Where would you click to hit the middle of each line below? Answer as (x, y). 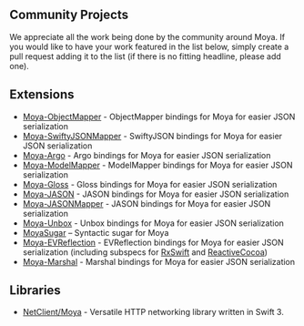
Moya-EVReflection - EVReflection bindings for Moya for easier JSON (153, 242)
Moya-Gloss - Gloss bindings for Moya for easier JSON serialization (150, 184)
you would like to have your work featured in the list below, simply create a (149, 46)
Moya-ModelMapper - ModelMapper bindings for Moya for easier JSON (157, 165)
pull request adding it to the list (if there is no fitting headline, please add (146, 56)
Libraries (35, 290)
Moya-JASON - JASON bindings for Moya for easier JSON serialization (156, 194)
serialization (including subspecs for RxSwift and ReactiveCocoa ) (145, 252)
